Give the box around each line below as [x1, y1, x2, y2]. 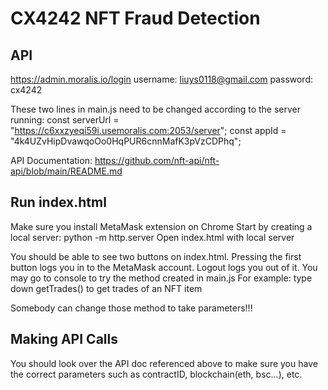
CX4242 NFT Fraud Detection [10, 7, 261, 30]
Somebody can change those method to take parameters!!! [10, 302, 253, 314]
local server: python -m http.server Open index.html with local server [10, 231, 295, 243]
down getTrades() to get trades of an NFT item [10, 282, 203, 294]
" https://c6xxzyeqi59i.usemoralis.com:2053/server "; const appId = [10, 125, 287, 136]
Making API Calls [10, 331, 118, 348]
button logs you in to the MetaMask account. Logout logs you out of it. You [10, 261, 318, 273]
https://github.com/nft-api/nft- [94, 155, 220, 166]
